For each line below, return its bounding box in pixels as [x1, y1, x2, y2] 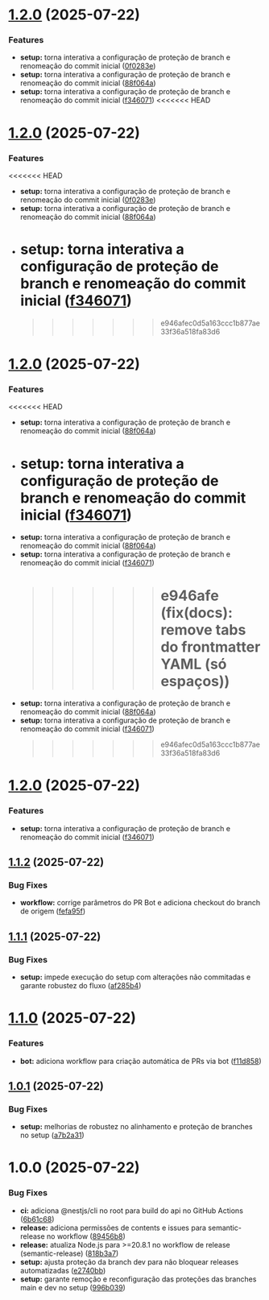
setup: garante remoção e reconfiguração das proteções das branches [19, 1274, 257, 1284]
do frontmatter [160, 638, 261, 656]
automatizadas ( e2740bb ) [19, 1265, 106, 1275]
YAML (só [160, 655, 227, 673]
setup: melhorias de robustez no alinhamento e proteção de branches [19, 1122, 253, 1132]
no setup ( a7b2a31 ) [19, 1130, 85, 1141]
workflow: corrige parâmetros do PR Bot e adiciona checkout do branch [19, 898, 261, 908]
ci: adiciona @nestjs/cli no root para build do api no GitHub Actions [19, 1206, 244, 1215]
